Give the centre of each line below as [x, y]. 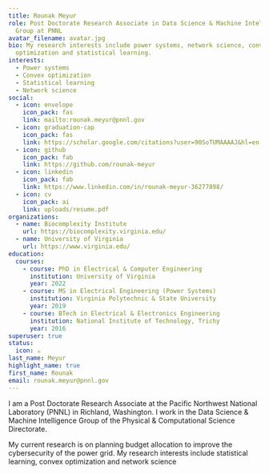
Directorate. [28, 428]
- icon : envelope [44, 105]
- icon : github [41, 150]
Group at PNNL [39, 30]
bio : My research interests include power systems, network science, [127, 46]
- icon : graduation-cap [55, 127]
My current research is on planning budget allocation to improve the [120, 444]
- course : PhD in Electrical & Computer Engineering [112, 269]
